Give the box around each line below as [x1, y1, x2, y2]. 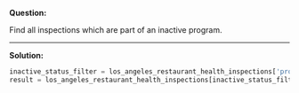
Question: [9, 8, 47, 18]
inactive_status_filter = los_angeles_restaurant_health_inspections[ [9, 67, 277, 76]
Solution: [9, 50, 44, 60]
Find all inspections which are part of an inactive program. [9, 25, 222, 35]
